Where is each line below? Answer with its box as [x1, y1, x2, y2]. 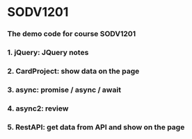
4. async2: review [7, 104, 69, 113]
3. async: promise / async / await [7, 85, 122, 95]
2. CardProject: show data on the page [7, 66, 140, 76]
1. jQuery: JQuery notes [7, 48, 89, 58]
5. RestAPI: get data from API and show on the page [7, 122, 185, 132]
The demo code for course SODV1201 [7, 29, 136, 39]
